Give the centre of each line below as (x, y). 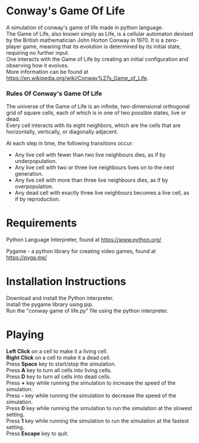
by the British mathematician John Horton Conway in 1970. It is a (85, 40)
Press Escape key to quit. (37, 433)
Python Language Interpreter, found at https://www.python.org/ (84, 240)
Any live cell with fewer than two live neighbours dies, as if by (90, 155)
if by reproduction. (37, 199)
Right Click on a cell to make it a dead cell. (59, 358)
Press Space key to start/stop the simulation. (61, 364)
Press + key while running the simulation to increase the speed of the (91, 383)
